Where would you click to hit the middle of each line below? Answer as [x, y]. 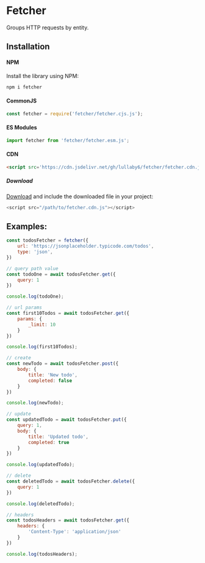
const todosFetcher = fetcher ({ [47, 241]
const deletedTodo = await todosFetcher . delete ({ [71, 482]
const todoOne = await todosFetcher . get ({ [61, 274]
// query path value [33, 268]
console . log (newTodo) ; [35, 403]
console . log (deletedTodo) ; [41, 504]
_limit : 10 [42, 325]
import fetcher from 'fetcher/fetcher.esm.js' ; [68, 140]
